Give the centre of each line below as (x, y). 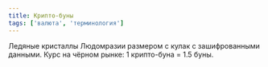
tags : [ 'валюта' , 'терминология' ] (66, 23)
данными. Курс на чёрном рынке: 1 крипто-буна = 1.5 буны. (111, 54)
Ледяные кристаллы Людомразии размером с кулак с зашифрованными (134, 45)
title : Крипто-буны (41, 16)
